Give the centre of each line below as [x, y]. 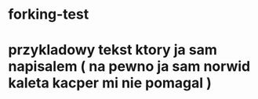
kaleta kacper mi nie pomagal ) [110, 83]
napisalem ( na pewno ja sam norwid [129, 67]
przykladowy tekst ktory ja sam [113, 50]
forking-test [49, 14]
